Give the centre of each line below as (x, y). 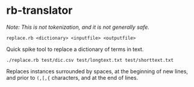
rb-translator (39, 10)
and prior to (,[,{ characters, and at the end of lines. (72, 77)
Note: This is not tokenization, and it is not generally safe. (78, 27)
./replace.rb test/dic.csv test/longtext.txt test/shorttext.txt (90, 60)
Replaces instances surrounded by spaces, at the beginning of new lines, (97, 71)
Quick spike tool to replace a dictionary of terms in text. (75, 49)
